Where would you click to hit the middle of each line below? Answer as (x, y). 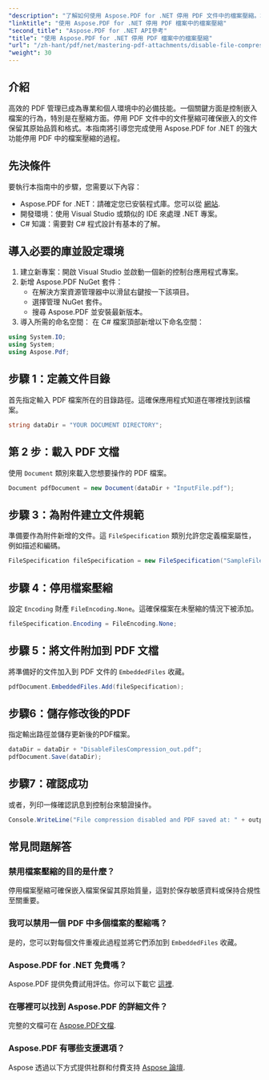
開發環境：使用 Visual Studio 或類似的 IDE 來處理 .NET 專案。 (120, 214)
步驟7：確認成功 (48, 784)
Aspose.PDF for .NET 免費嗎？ (68, 965)
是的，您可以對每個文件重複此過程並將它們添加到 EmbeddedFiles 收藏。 (125, 942)
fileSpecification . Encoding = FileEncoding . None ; (93, 624)
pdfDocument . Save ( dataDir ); (55, 757)
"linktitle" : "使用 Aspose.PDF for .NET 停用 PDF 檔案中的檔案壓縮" (118, 23)
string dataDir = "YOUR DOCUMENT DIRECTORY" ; (85, 425)
